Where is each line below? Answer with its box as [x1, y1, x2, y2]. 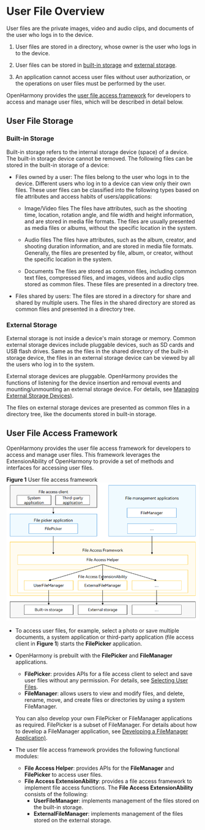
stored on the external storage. [33, 817, 112, 824]
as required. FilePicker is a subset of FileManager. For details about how [15, 721, 197, 729]
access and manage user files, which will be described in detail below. [6, 98, 184, 105]
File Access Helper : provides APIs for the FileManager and [24, 764, 174, 772]
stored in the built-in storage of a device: [6, 161, 109, 169]
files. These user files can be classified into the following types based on [15, 186, 199, 194]
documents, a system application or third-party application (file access [15, 633, 195, 641]
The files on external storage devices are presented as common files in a [6, 403, 190, 411]
